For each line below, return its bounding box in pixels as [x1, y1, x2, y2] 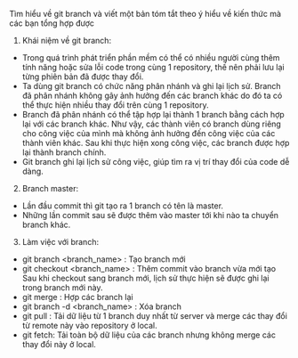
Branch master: [21, 183, 78, 193]
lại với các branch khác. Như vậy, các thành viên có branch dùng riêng [21, 118, 282, 129]
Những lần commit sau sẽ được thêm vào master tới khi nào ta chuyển [21, 210, 278, 220]
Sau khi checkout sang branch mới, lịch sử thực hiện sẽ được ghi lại [21, 273, 270, 283]
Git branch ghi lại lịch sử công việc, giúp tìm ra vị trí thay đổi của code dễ [21, 157, 290, 167]
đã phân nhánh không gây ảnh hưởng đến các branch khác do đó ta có [21, 90, 283, 101]
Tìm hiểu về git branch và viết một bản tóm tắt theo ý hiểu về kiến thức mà [9, 9, 282, 19]
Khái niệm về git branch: [21, 36, 112, 45]
